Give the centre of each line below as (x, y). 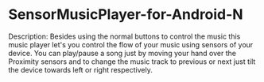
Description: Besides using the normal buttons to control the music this (124, 36)
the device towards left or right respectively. (80, 69)
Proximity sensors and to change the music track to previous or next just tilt (132, 61)
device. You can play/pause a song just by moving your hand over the (122, 53)
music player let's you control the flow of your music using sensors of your (131, 44)
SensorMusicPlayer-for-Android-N (126, 15)
